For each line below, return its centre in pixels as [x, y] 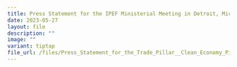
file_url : [22, 53]
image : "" [22, 40]
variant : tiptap [31, 46]
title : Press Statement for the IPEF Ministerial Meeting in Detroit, [113, 14]
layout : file [26, 27]
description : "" [31, 33]
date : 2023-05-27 [33, 20]
